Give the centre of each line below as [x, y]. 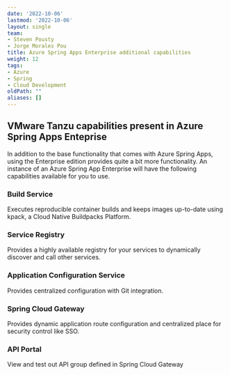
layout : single [29, 26]
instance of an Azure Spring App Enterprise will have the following [102, 169]
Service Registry [36, 235]
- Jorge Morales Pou [37, 46]
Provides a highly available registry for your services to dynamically [104, 250]
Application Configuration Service [66, 275]
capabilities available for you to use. [59, 176]
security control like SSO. [43, 331]
